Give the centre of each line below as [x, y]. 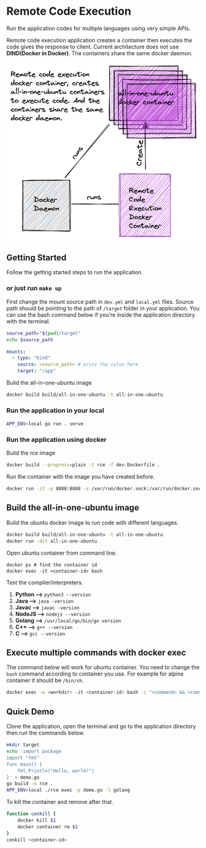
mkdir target [23, 745]
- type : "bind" [31, 358]
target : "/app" [37, 371]
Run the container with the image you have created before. [81, 477]
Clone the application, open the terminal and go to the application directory [101, 727]
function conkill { [31, 814]
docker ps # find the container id [52, 565]
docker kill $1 [37, 820]
